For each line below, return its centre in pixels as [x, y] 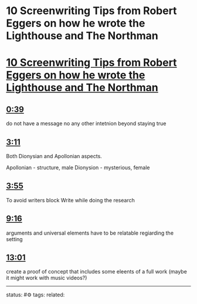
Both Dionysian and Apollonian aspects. [54, 156]
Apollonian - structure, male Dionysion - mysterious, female [78, 168]
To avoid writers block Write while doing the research [70, 200]
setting [14, 239]
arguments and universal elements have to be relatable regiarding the [90, 233]
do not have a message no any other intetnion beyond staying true [86, 123]
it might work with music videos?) [47, 278]
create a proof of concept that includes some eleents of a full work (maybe [97, 272]
